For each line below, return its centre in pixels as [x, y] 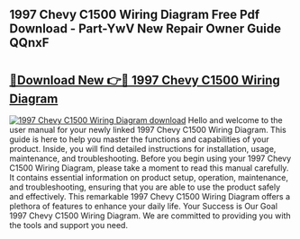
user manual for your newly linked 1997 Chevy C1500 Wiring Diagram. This [148, 130]
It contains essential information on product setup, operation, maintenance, [149, 177]
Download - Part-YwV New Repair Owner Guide [145, 29]
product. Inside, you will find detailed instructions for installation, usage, [143, 149]
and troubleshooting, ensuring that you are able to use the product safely [145, 187]
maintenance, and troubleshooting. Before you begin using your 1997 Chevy [150, 158]
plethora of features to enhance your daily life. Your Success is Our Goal [143, 206]
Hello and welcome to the [235, 120]
